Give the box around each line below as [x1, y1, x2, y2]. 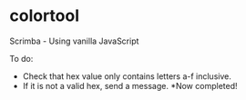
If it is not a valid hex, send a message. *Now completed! [22, 80, 238, 91]
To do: [9, 53, 34, 64]
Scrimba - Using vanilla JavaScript [9, 35, 139, 46]
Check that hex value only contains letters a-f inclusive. [22, 70, 232, 82]
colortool [9, 5, 80, 26]
